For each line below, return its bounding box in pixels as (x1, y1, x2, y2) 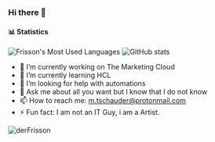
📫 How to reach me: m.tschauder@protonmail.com (19, 96, 187, 105)
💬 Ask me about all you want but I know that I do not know (19, 87, 208, 97)
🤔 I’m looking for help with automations (19, 79, 146, 88)
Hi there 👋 (8, 7, 47, 18)
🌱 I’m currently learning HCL (19, 70, 111, 80)
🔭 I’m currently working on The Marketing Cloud (19, 62, 175, 72)
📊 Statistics (8, 27, 49, 36)
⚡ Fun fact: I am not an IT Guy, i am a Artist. (19, 108, 160, 117)
